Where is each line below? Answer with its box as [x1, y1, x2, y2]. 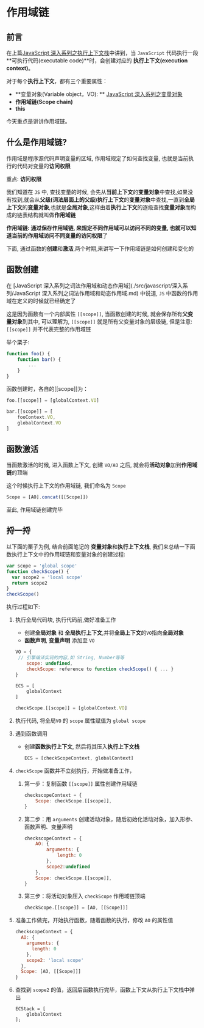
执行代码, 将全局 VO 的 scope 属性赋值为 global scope [15, 717, 146, 724]
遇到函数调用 [15, 730, 47, 737]
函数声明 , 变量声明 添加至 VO [24, 637, 95, 644]
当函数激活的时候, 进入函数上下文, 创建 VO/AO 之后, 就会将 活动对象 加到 [6, 461, 181, 468]
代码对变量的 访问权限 [16, 162, 71, 169]
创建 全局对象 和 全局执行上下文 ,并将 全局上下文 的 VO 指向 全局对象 [24, 629, 184, 637]
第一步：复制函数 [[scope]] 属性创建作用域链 [24, 780, 138, 787]
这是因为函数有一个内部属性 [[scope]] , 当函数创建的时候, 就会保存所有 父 [6, 310, 188, 317]
